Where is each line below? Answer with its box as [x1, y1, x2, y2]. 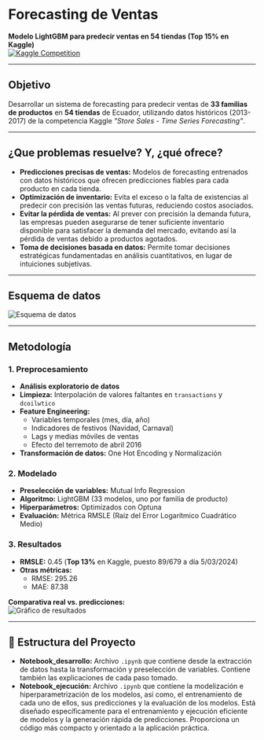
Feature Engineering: [19, 407, 90, 416]
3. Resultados [8, 539, 62, 550]
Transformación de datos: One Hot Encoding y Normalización [19, 448, 222, 458]
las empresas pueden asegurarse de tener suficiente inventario [19, 217, 225, 226]
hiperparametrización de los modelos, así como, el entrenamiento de [19, 690, 243, 699]
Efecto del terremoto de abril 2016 [31, 440, 142, 450]
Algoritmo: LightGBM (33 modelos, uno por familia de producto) [19, 494, 229, 504]
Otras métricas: [19, 565, 72, 575]
